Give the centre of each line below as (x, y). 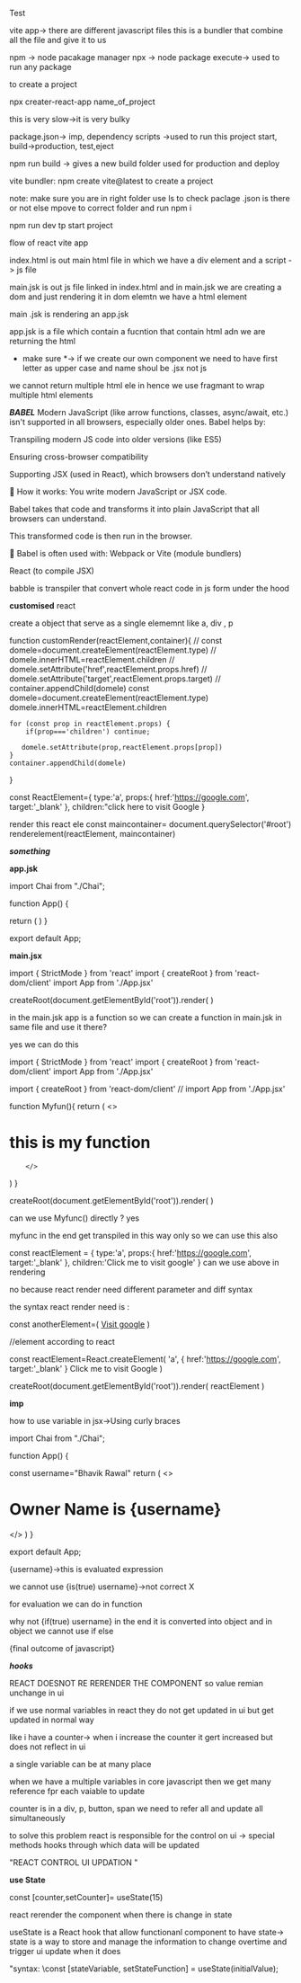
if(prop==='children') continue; (88, 732)
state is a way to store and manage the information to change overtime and (148, 1942)
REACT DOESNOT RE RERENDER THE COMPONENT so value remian (136, 1683)
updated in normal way (52, 1720)
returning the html (43, 341)
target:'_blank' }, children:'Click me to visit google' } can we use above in (145, 1262)
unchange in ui (37, 1693)
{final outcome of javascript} (62, 1648)
